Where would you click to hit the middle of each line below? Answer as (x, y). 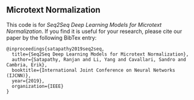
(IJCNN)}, (19, 76)
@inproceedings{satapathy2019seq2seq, (55, 49)
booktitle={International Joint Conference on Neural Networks (93, 70)
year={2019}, (28, 81)
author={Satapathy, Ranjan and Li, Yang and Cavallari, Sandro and (99, 59)
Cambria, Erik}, (27, 65)
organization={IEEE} (38, 86)
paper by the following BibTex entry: (52, 37)
